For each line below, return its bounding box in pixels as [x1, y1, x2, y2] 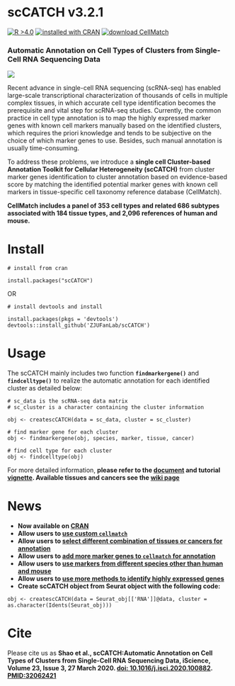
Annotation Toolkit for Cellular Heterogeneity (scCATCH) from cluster [7, 165, 215, 174]
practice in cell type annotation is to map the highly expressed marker [7, 114, 211, 123]
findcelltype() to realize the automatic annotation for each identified [7, 376, 210, 385]
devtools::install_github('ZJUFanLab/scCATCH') [7, 322, 151, 330]
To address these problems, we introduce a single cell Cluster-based [7, 157, 211, 167]
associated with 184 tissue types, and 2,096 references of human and [7, 209, 218, 218]
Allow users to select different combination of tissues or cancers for [17, 536, 223, 546]
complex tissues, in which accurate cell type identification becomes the [7, 99, 217, 107]
